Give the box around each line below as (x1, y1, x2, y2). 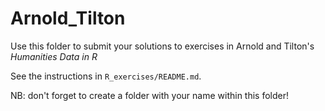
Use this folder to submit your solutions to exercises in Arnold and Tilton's (10, 40, 315, 52)
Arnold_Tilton (10, 7, 126, 30)
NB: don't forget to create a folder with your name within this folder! (10, 89, 289, 101)
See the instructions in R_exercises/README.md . (10, 70, 202, 82)
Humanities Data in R (10, 50, 98, 62)
